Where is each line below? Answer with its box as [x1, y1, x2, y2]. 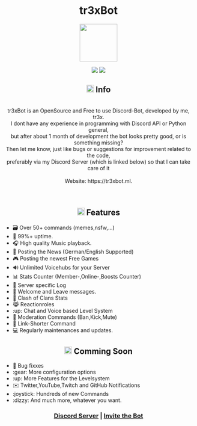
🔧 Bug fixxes [12, 362, 44, 369]
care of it [87, 164, 110, 171]
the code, [86, 152, 111, 159]
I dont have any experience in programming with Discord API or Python [10, 120, 187, 127]
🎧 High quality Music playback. [12, 239, 92, 247]
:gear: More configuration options [12, 368, 96, 376]
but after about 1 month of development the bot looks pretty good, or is [10, 132, 187, 140]
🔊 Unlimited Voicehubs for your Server [12, 264, 110, 271]
